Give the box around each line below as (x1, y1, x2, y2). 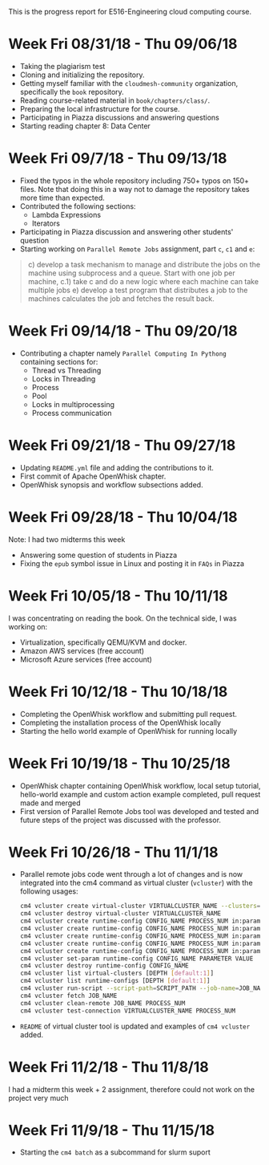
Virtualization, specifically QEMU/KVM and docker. (19, 637, 187, 647)
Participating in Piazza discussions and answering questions (19, 112, 220, 122)
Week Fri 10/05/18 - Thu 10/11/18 (8, 586, 228, 605)
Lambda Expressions (31, 210, 102, 219)
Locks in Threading (31, 373, 96, 384)
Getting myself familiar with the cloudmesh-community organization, (19, 78, 239, 88)
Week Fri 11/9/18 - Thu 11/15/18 (8, 1121, 215, 1139)
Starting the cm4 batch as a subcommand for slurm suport (19, 1147, 211, 1157)
